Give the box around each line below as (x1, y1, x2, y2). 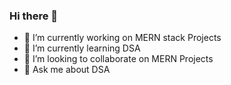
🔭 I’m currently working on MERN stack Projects (23, 32, 222, 44)
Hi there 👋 (9, 9, 59, 23)
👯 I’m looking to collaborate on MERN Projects (23, 53, 214, 65)
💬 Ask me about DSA (23, 64, 111, 76)
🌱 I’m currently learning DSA (23, 42, 141, 54)
